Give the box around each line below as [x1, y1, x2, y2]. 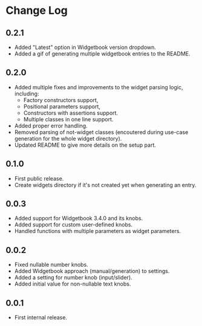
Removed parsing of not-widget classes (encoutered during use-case [14, 128, 189, 136]
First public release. [14, 174, 64, 182]
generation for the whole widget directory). [14, 135, 122, 142]
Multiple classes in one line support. [23, 115, 114, 123]
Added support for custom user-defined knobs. [14, 221, 133, 228]
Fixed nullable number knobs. [14, 261, 88, 269]
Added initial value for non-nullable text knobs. [14, 280, 131, 287]
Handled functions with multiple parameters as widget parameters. [14, 228, 181, 235]
